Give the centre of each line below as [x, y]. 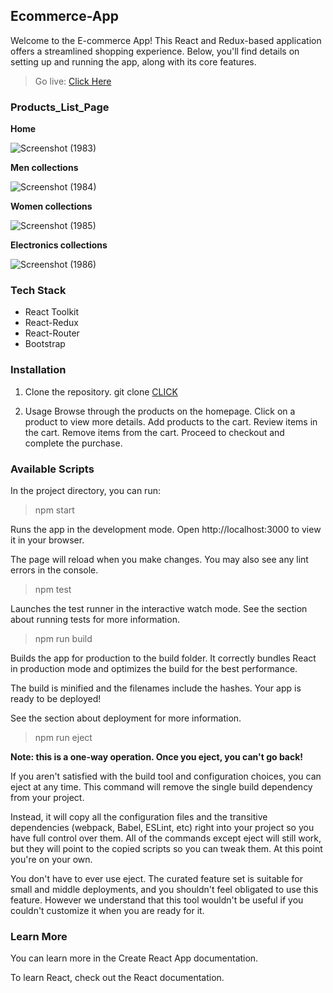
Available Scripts [52, 469]
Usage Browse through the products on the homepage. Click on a [160, 411]
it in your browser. [47, 540]
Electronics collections [59, 245]
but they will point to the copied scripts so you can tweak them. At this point [166, 848]
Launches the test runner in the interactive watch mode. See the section [159, 608]
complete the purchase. [73, 443]
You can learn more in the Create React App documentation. [134, 958]
